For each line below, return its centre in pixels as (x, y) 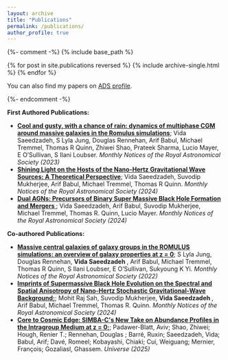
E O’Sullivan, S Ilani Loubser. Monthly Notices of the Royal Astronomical (119, 155)
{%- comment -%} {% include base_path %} (70, 52)
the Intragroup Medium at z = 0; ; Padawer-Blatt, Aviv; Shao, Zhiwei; (114, 327)
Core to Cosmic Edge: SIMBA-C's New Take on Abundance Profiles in (118, 320)
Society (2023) (38, 163)
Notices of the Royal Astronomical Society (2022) (87, 276)
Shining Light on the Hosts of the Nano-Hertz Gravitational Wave (111, 169)
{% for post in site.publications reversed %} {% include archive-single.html (113, 65)
